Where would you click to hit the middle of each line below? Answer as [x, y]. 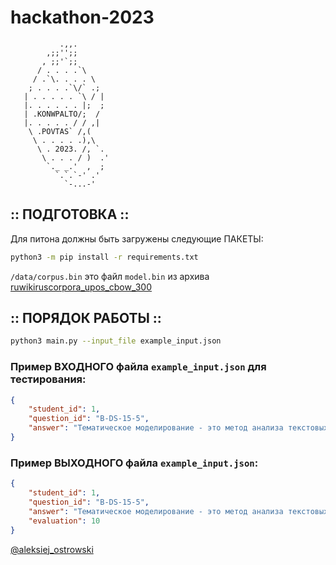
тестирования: [48, 379]
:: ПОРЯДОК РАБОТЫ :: [86, 318]
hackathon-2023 [82, 17]
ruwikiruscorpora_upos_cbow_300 [81, 287]
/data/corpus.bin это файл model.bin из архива [110, 276]
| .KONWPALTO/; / [62, 114]
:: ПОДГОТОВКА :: [70, 214]
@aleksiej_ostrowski [52, 549]
